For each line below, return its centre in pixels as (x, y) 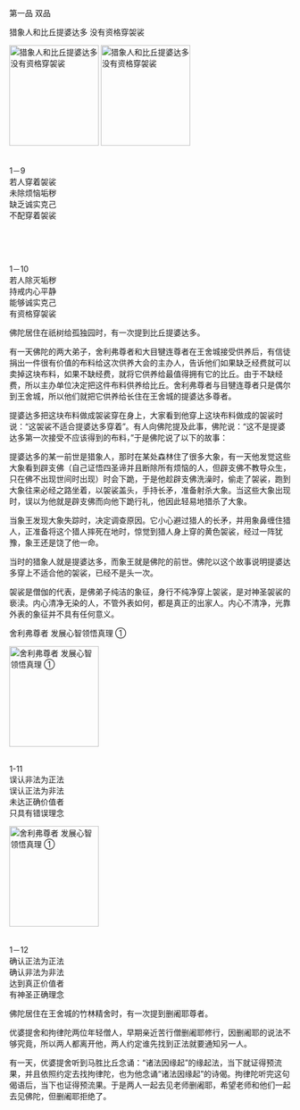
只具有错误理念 (37, 813)
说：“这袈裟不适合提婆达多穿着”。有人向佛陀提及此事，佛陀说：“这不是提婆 (147, 426)
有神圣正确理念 (37, 994)
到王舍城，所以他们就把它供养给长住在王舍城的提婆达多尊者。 (123, 396)
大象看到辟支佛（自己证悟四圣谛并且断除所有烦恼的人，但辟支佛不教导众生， (150, 468)
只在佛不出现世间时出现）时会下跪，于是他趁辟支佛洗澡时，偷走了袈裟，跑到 (150, 479)
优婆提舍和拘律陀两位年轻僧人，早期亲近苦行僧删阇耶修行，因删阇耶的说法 (146, 1032)
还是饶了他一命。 (71, 542)
